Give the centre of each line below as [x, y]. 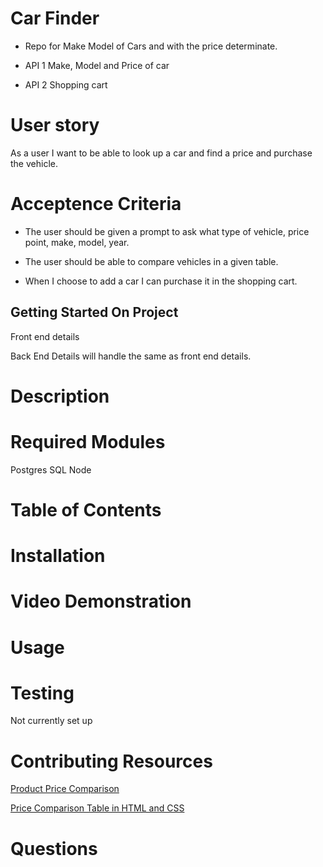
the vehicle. [34, 163]
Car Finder [55, 18]
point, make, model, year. [77, 242]
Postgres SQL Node [51, 469]
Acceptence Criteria [96, 204]
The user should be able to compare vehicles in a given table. [151, 261]
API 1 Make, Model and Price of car [97, 65]
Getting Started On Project [94, 312]
